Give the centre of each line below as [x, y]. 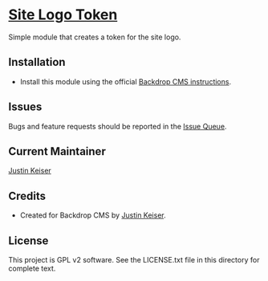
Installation [37, 62]
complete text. [32, 268]
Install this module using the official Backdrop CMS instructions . [125, 81]
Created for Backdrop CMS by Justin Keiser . [93, 215]
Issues [25, 107]
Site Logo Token [63, 15]
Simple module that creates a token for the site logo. [95, 37]
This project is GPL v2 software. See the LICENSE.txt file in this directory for [134, 260]
